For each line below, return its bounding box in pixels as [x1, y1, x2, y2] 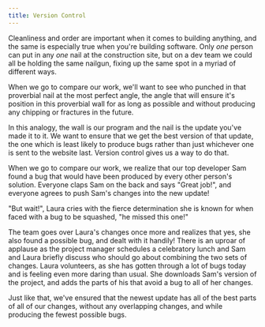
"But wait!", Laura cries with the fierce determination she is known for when [8, 203, 254, 213]
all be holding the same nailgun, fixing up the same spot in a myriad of [8, 58, 237, 68]
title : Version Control [8, 11, 87, 20]
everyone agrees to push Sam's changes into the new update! [8, 188, 210, 197]
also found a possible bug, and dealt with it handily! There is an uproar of [8, 235, 246, 245]
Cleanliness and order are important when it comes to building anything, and [8, 33, 257, 43]
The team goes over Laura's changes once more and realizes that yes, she [8, 227, 251, 237]
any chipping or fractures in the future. [8, 107, 134, 117]
